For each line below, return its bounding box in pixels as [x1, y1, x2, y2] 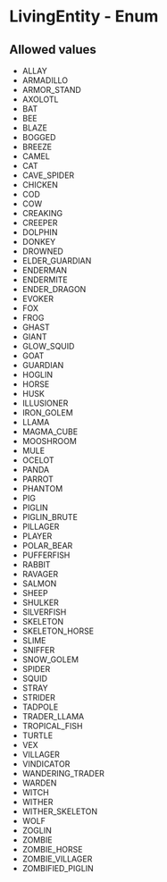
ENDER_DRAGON [21, 284, 87, 294]
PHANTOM [21, 483, 63, 493]
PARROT [21, 474, 54, 484]
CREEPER [21, 217, 58, 228]
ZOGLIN [21, 825, 52, 836]
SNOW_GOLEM [21, 654, 79, 665]
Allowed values [9, 42, 96, 57]
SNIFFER [21, 645, 55, 655]
